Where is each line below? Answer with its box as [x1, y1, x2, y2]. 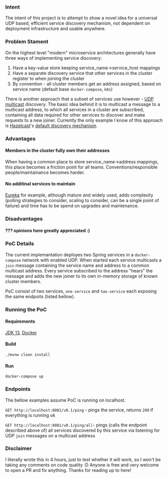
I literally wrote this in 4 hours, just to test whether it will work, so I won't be [5, 456, 161, 462]
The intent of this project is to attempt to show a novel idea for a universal [5, 15, 157, 21]
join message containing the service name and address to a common [5, 262, 149, 268]
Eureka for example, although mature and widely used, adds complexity [5, 192, 153, 198]
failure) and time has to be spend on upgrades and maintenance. [5, 203, 139, 209]
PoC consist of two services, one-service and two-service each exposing [5, 288, 157, 294]
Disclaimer [5, 445, 32, 452]
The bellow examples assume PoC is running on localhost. [5, 397, 126, 403]
